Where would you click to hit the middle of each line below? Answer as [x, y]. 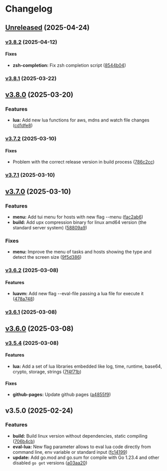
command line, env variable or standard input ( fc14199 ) [70, 452]
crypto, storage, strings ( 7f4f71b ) [47, 371]
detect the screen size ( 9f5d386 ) [47, 257]
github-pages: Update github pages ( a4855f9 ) [62, 395]
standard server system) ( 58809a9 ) [50, 228]
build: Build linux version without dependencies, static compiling [80, 436]
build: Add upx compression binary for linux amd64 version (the [79, 222]
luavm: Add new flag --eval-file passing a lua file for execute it [78, 294]
